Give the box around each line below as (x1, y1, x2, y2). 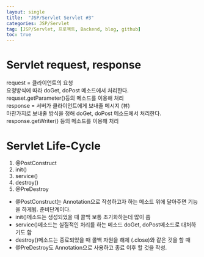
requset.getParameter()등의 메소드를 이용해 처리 (6, 94, 124, 102)
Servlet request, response (6, 58, 142, 72)
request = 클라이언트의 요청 (6, 79, 73, 86)
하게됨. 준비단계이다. (21, 206, 71, 213)
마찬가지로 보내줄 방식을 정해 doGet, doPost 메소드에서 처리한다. (6, 110, 162, 117)
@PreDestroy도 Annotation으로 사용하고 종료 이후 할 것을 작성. (15, 244, 167, 251)
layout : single (6, 9, 45, 15)
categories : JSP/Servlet (6, 20, 70, 26)
